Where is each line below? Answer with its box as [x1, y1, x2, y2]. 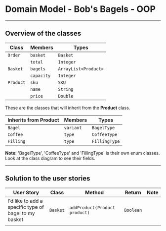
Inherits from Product [7, 116, 59, 123]
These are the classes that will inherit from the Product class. [5, 105, 130, 111]
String [58, 86, 74, 92]
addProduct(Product [69, 205, 115, 210]
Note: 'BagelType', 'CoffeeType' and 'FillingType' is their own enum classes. [5, 150, 160, 156]
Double [58, 93, 74, 99]
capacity [30, 73, 51, 78]
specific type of [7, 203, 44, 210]
